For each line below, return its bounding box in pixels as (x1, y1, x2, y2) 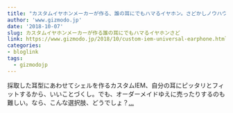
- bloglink (7, 49, 39, 56)
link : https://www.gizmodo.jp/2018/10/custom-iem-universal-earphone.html (7, 36, 228, 43)
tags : (7, 55, 23, 62)
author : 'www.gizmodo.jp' (7, 17, 82, 23)
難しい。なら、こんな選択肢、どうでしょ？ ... (7, 98, 135, 107)
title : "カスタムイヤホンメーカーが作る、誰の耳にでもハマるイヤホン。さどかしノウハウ (7, 10, 227, 17)
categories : (7, 42, 42, 49)
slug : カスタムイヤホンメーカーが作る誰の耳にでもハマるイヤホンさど (7, 29, 180, 37)
